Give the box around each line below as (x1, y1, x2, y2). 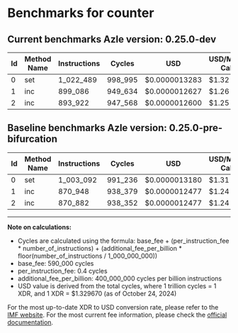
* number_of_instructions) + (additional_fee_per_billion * (17, 244, 182, 252)
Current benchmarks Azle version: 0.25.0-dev (7, 33, 217, 45)
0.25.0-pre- (169, 122, 223, 134)
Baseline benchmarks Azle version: (7, 122, 168, 134)
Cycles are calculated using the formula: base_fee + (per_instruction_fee (17, 236, 229, 245)
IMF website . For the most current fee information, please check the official (7, 310, 227, 319)
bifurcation (7, 133, 58, 145)
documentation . (7, 317, 54, 327)
